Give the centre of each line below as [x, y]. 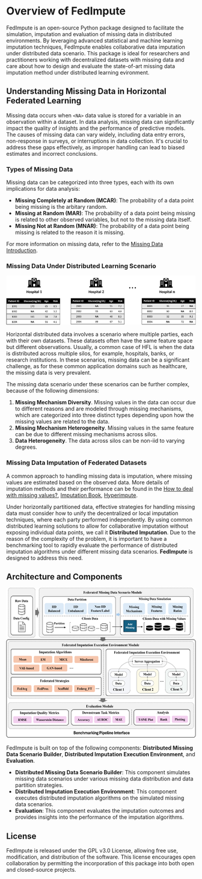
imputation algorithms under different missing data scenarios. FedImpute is [100, 551]
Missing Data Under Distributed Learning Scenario [81, 266]
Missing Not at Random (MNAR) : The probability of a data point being [102, 226]
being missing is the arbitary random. [61, 207]
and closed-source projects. [41, 870]
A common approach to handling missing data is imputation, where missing [99, 476]
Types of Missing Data [40, 169]
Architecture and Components [64, 577]
